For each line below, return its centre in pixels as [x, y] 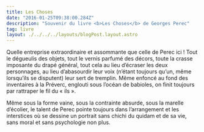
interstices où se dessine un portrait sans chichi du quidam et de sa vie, [97, 116]
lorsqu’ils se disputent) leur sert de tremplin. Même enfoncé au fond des [97, 78]
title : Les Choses [30, 12]
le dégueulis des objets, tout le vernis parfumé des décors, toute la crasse [100, 59]
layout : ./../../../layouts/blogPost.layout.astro [72, 35]
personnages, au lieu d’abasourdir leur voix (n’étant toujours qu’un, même [99, 71]
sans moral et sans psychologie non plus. [59, 122]
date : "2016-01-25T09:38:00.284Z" [50, 18]
